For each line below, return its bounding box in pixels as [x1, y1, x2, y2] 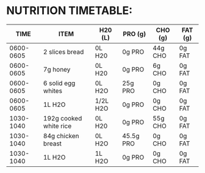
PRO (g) [123, 29, 146, 38]
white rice [43, 122, 72, 130]
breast [43, 139, 62, 147]
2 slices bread [43, 47, 84, 56]
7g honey [43, 65, 71, 73]
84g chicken [43, 131, 79, 140]
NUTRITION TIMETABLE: [6, 4, 133, 18]
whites [43, 86, 63, 95]
